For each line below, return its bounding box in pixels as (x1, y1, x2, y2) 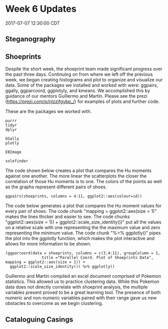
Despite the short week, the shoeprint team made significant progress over (5, 66, 163, 72)
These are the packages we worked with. (5, 108, 92, 115)
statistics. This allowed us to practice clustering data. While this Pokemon (5, 278, 159, 284)
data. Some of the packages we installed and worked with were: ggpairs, (5, 82, 158, 89)
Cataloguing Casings (5, 315, 73, 324)
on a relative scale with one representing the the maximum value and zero (5, 225, 160, 231)
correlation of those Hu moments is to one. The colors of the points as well (5, 179, 162, 185)
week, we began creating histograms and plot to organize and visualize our (5, 77, 163, 83)
